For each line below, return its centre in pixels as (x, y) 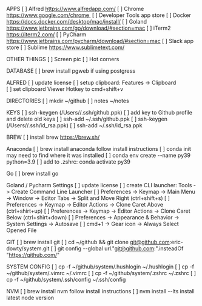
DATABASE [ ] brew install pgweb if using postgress (71, 71)
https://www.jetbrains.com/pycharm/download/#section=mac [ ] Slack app (100, 41)
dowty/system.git (28, 248)
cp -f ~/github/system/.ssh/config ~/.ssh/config (66, 279)
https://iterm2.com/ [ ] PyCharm (46, 35)
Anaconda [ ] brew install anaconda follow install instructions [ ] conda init (99, 149)
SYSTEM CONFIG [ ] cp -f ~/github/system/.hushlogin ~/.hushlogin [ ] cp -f (100, 267)
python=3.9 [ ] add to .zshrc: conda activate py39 (68, 162)
